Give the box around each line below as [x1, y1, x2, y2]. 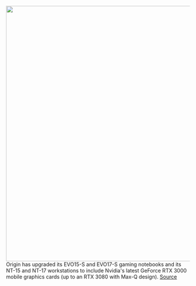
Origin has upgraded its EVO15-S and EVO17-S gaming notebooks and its [6, 261, 182, 268]
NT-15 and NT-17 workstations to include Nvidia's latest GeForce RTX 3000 [6, 267, 187, 274]
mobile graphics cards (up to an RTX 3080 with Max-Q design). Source [6, 273, 177, 280]
